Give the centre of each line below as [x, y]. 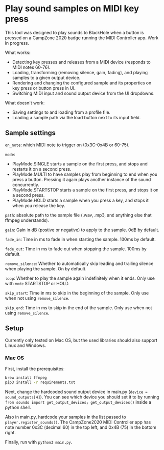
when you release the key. [38, 205]
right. [11, 432]
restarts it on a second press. [42, 169]
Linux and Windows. [26, 345]
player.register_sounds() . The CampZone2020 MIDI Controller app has [78, 422]
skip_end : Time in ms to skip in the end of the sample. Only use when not [79, 308]
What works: [18, 53]
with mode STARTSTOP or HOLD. [37, 283]
